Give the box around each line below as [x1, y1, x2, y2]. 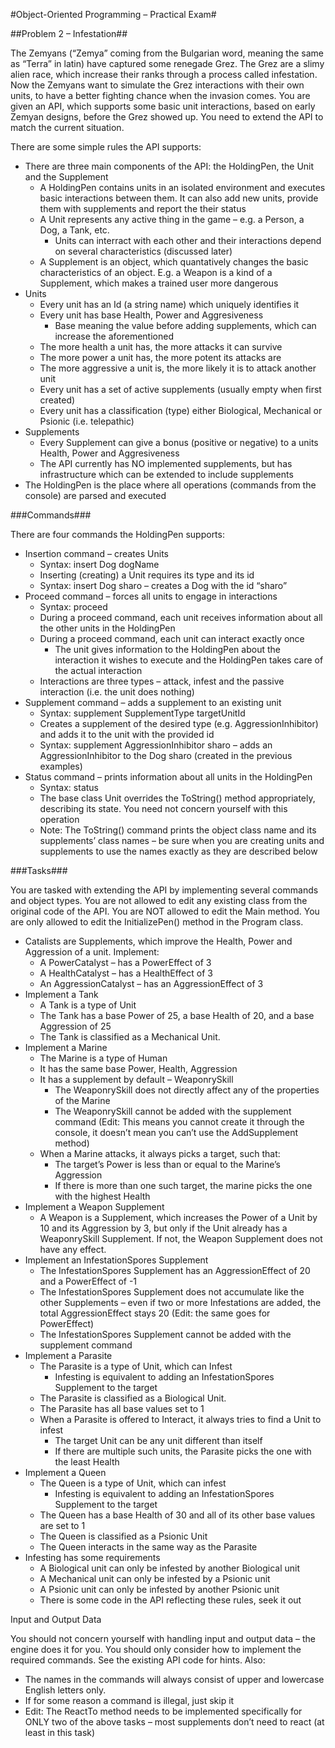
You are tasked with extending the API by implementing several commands [10, 884, 319, 896]
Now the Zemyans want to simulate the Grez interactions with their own [10, 79, 305, 91]
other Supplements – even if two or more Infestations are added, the [39, 1297, 322, 1308]
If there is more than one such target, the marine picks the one [54, 1180, 313, 1191]
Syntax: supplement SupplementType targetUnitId [39, 707, 246, 719]
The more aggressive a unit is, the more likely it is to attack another [39, 362, 317, 374]
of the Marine [54, 1095, 111, 1106]
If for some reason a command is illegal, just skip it [24, 1695, 235, 1706]
